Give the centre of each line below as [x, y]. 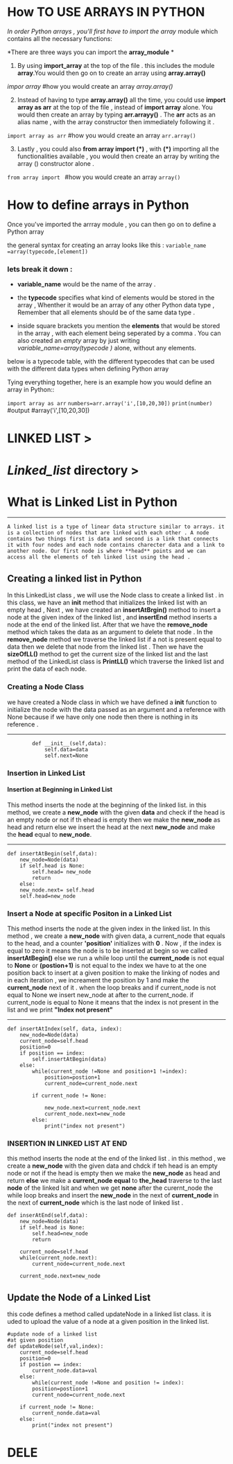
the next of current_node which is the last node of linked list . [95, 1203]
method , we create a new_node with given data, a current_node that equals [116, 936]
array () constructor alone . [56, 163]
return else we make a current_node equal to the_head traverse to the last [114, 1181]
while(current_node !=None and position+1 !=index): [110, 1072]
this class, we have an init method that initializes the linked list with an [107, 603]
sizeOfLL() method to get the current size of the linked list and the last [107, 654]
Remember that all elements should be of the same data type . [106, 312]
